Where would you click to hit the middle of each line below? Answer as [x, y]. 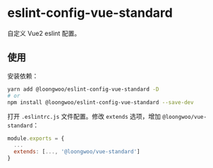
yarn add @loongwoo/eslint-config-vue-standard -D [83, 89]
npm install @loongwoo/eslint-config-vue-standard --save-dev [101, 102]
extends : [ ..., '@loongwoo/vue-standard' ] [77, 152]
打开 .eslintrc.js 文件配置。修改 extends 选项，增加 [84, 117]
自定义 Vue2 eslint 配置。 [44, 33]
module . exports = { [36, 138]
